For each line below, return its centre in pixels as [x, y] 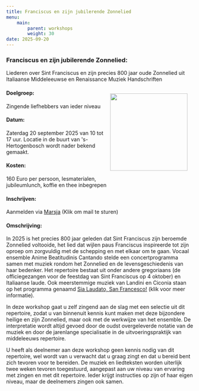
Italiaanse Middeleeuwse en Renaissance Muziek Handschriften [84, 79]
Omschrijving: [24, 225]
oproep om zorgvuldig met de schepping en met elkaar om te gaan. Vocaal [97, 251]
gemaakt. [18, 152]
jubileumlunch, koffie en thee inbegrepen [56, 185]
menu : [13, 17]
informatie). [20, 295]
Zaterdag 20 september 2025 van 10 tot [55, 133]
